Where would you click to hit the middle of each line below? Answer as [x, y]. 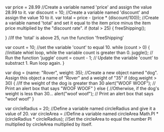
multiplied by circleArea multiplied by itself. [49, 124]
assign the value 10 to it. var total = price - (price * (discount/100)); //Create [82, 18]
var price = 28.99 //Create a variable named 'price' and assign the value [79, 7]
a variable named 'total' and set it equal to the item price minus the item [78, 23]
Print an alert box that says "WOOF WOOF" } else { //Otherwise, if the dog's [82, 88]
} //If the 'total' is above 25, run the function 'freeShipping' [65, 38]
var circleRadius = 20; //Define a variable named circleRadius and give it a [80, 109]
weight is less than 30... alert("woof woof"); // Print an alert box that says [80, 94]
